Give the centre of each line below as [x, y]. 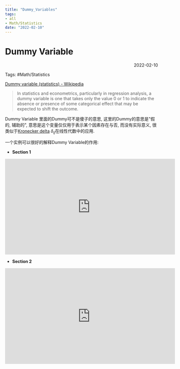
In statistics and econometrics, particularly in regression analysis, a [84, 93]
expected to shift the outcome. [48, 109]
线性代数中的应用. [77, 131]
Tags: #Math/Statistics [27, 75]
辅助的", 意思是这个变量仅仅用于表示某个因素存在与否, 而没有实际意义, [81, 125]
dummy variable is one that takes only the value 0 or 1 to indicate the [85, 99]
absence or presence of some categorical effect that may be [77, 104]
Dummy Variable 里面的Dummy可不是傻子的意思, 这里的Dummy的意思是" [78, 119]
